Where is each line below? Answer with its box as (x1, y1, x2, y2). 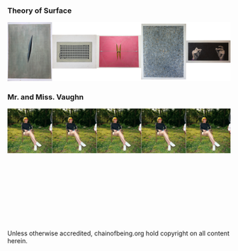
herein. (7, 236, 28, 245)
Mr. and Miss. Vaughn (7, 92, 84, 102)
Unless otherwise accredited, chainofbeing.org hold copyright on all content (7, 229, 230, 238)
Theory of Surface (7, 6, 72, 16)
